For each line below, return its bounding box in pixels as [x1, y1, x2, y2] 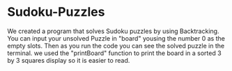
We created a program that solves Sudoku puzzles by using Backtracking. [7, 27, 219, 35]
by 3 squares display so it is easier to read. [7, 56, 130, 64]
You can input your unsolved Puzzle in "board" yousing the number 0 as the [7, 34, 225, 42]
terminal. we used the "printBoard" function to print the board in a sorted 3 [7, 49, 222, 57]
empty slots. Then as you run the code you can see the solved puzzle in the [7, 41, 225, 50]
